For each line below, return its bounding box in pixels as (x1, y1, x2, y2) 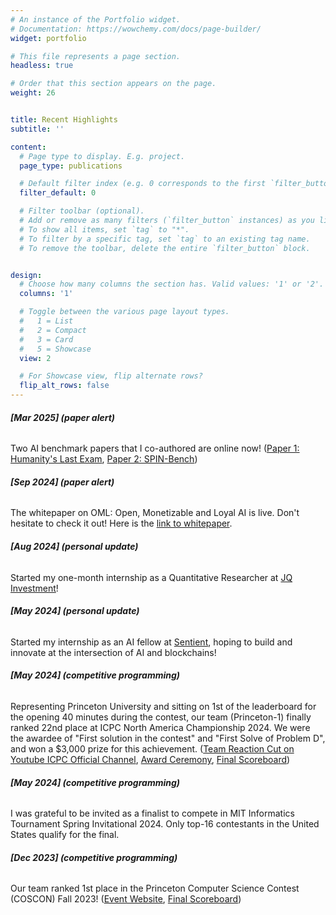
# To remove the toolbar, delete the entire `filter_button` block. (19, 243, 311, 253)
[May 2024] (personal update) (10, 605, 140, 617)
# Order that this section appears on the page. (10, 79, 217, 89)
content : (10, 142, 47, 152)
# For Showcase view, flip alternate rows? (19, 371, 203, 381)
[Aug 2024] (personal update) (10, 541, 139, 552)
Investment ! (10, 582, 59, 594)
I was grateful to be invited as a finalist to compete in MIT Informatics (10, 807, 295, 820)
